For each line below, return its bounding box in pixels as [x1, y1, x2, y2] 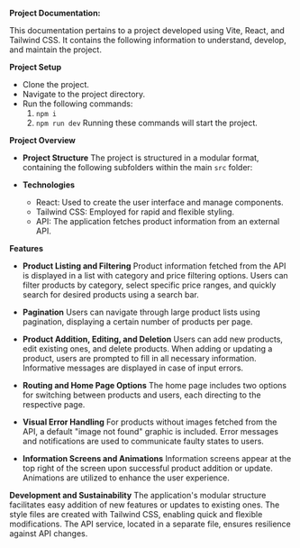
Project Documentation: [9, 8, 101, 18]
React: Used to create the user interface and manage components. [35, 197, 284, 207]
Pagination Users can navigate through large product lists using [22, 306, 260, 317]
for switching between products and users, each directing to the [22, 389, 261, 400]
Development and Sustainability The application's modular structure [9, 490, 267, 500]
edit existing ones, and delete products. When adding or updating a [22, 343, 273, 354]
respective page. [22, 399, 86, 409]
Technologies [22, 179, 75, 190]
